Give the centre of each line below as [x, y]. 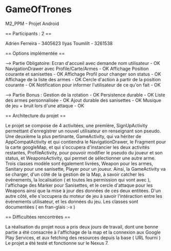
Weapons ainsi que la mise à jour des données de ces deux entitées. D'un [83, 191]
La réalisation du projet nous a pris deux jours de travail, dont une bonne [82, 226]
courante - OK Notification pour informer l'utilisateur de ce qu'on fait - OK [83, 85]
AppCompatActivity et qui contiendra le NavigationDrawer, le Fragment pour [86, 142]
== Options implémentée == [35, 53]
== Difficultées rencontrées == [38, 217]
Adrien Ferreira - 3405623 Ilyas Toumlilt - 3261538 [59, 43]
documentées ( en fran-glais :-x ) [40, 207]
